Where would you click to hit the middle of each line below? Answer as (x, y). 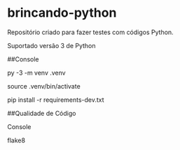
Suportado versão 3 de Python (51, 45)
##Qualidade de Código (42, 113)
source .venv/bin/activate (44, 86)
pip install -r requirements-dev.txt (56, 100)
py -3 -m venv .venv (36, 73)
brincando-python (62, 13)
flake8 (16, 140)
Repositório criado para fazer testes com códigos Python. (90, 32)
